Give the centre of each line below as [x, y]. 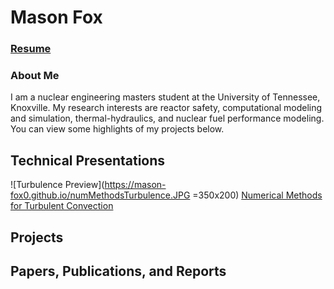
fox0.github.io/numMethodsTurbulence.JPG [100, 195]
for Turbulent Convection [62, 206]
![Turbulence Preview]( [57, 185]
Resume [31, 49]
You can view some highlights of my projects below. [117, 129]
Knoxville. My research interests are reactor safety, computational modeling [166, 108]
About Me [35, 76]
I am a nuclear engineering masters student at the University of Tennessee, [165, 97]
